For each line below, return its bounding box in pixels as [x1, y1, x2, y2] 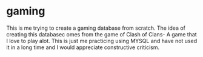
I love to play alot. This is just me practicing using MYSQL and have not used [6, 37, 198, 44]
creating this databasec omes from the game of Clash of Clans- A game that [6, 30, 197, 38]
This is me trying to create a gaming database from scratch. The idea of [6, 24, 186, 32]
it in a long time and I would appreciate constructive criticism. [6, 44, 160, 51]
